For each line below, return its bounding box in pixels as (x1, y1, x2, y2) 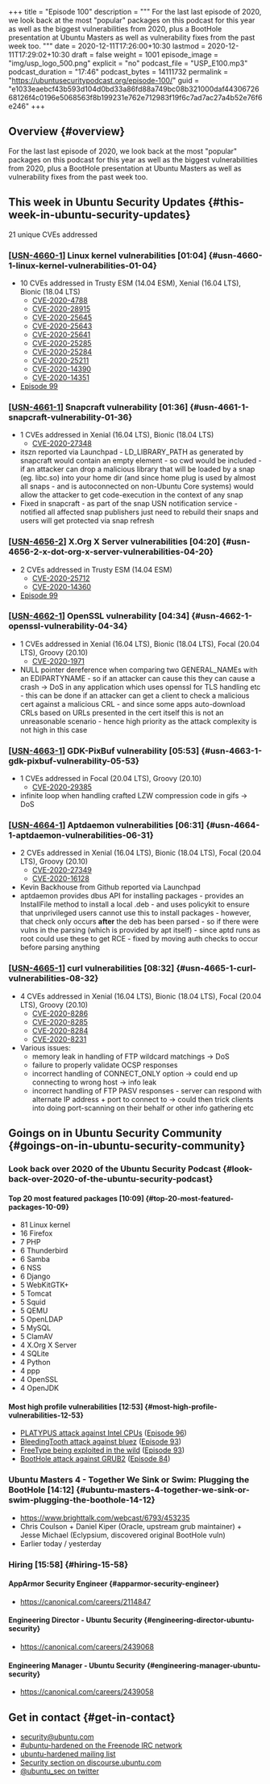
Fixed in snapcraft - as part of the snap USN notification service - (19, 499, 238, 509)
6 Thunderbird (19, 1245, 69, 1256)
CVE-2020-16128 (31, 873, 90, 884)
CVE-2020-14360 (31, 581, 91, 591)
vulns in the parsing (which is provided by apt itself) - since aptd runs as (19, 925, 260, 935)
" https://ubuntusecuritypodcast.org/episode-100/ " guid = (8, 76, 200, 85)
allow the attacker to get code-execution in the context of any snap (19, 490, 243, 500)
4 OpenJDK (19, 1383, 59, 1393)
